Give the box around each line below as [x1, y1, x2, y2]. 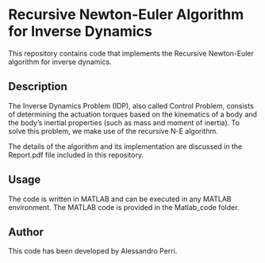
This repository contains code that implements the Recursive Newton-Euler [8, 48, 254, 58]
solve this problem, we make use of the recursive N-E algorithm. [8, 126, 218, 135]
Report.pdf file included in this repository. [8, 150, 144, 159]
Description [8, 80, 67, 93]
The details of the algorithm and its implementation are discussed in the [8, 141, 243, 151]
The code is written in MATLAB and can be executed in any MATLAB [8, 194, 232, 204]
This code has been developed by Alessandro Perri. [8, 246, 178, 256]
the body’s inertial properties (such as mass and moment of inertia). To [8, 117, 240, 128]
